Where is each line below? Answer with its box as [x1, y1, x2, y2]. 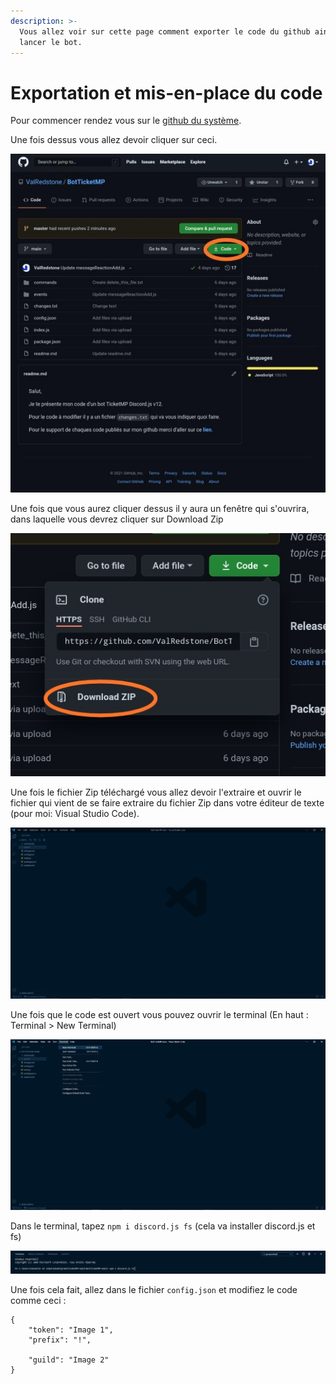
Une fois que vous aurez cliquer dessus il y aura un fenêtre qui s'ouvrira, [10, 503, 310, 515]
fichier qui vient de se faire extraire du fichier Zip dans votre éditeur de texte [10, 797, 325, 809]
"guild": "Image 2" [28, 1355, 110, 1365]
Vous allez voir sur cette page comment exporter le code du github [19, 26, 311, 37]
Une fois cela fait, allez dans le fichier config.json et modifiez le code [10, 1284, 298, 1296]
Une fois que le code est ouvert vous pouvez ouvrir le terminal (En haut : [10, 1009, 309, 1021]
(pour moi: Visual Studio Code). [10, 808, 140, 820]
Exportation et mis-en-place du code [10, 81, 323, 104]
